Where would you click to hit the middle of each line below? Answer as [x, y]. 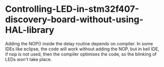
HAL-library [30, 30]
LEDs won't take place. [28, 59]
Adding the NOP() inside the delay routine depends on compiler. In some [79, 43]
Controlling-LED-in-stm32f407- [72, 9]
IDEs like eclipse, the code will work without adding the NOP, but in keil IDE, [82, 49]
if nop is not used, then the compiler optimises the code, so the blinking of [81, 54]
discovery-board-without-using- [74, 19]
